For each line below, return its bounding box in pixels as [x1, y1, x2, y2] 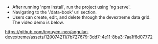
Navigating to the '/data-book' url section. [12, 9, 97, 15]
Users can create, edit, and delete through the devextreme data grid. [12, 15, 151, 20]
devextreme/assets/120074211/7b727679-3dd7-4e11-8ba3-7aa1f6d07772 [5, 34, 153, 40]
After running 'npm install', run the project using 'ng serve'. [12, 4, 131, 10]
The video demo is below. [12, 19, 65, 25]
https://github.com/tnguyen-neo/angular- [5, 29, 89, 34]
